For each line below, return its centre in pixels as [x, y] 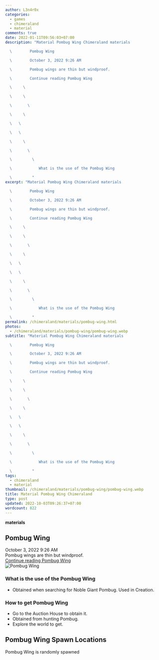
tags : [11, 476]
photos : [13, 327]
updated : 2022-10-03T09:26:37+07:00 [43, 503]
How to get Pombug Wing [37, 603]
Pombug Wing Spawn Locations [56, 640]
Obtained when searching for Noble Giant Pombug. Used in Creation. [83, 590]
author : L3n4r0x [22, 10]
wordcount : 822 [21, 508]
